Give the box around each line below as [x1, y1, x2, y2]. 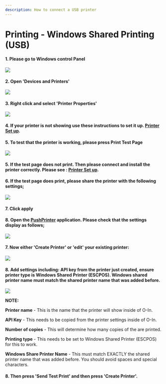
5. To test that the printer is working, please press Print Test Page [5, 139, 143, 145]
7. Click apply [5, 205, 33, 212]
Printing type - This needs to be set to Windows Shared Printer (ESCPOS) [5, 336, 157, 342]
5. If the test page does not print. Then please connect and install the [5, 161, 151, 167]
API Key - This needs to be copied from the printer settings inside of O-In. [5, 317, 157, 323]
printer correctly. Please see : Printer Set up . [5, 166, 99, 172]
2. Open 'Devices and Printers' [5, 78, 70, 84]
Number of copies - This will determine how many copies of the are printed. [5, 327, 162, 333]
